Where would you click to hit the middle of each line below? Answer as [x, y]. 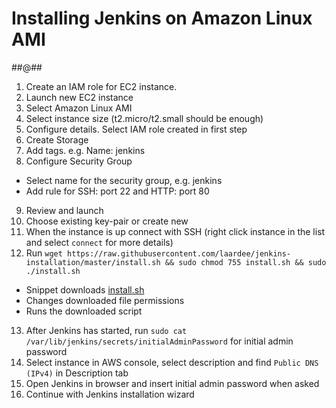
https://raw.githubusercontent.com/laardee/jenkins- [179, 253]
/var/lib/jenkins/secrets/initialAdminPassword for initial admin [159, 341]
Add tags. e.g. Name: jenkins [85, 150]
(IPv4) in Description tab [77, 373]
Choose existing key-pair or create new [107, 221]
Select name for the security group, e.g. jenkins [124, 180]
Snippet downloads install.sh [85, 289]
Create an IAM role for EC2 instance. [101, 86]
